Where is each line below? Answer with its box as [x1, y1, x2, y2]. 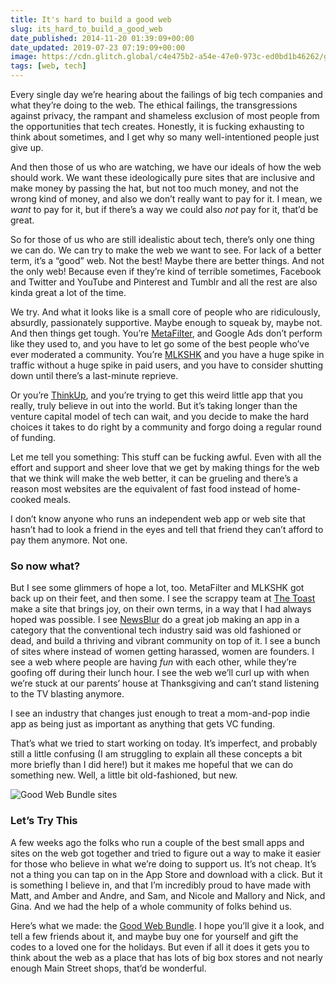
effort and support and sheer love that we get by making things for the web [10, 462, 320, 473]
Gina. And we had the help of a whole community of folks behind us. [10, 900, 293, 912]
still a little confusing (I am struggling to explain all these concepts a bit [10, 748, 303, 760]
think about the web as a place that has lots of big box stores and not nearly [10, 951, 323, 963]
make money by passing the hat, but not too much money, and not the [10, 182, 299, 194]
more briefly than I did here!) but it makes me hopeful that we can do [10, 759, 294, 771]
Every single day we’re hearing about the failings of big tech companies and [10, 89, 323, 100]
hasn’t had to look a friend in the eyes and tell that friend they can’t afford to [10, 524, 324, 535]
